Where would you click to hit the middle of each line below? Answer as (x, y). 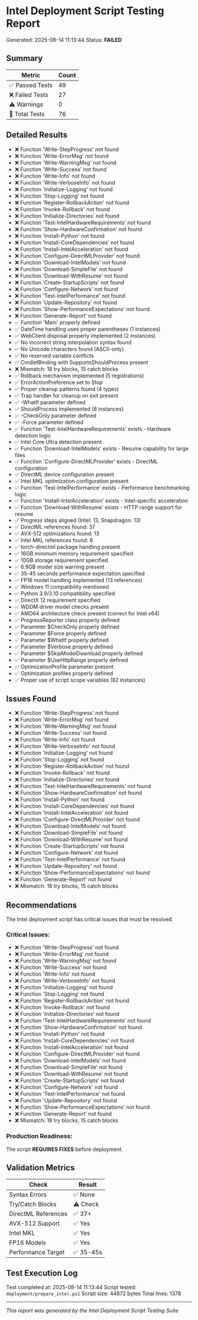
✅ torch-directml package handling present (67, 547)
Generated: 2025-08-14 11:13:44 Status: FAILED (64, 40)
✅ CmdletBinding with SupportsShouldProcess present (81, 362)
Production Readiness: (39, 1136)
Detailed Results (37, 135)
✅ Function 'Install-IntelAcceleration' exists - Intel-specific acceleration (101, 501)
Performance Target (37, 1252)
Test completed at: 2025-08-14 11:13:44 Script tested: (71, 1287)
